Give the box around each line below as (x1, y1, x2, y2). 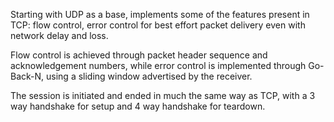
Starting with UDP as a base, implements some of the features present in (10, 9, 310, 20)
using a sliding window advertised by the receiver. (46, 70, 253, 82)
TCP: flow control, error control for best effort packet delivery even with (10, 19, 306, 31)
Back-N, (10, 70, 45, 82)
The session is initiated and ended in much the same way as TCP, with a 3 (10, 90, 316, 101)
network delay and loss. (10, 30, 109, 41)
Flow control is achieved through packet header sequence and (10, 49, 268, 61)
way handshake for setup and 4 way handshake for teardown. (10, 100, 266, 112)
